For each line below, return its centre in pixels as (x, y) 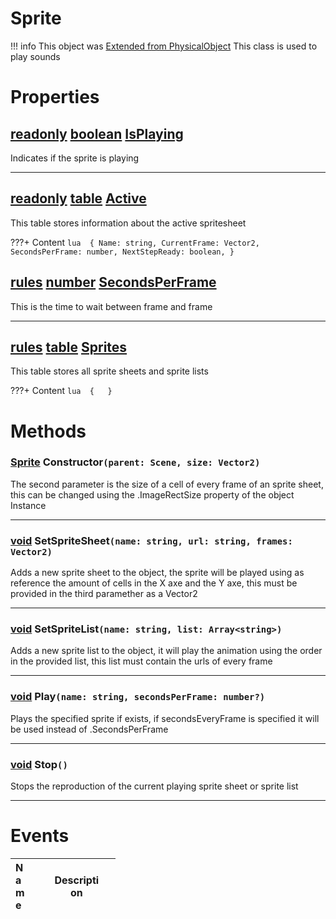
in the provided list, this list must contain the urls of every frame (141, 661)
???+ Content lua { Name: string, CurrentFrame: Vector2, (135, 242)
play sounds (35, 56)
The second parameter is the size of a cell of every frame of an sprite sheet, (167, 484)
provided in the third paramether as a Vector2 (104, 594)
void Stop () (39, 764)
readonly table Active (78, 198)
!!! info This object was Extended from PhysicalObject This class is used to (164, 46)
